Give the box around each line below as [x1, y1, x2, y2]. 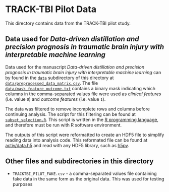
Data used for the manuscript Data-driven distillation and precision [5, 64, 145, 70]
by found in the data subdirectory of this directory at [5, 75, 114, 81]
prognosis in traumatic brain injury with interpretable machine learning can [5, 69, 161, 75]
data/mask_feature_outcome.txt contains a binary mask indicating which [5, 85, 155, 91]
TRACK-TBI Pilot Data [5, 4, 97, 15]
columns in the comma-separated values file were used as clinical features [5, 91, 161, 97]
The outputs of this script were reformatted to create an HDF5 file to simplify [5, 132, 164, 138]
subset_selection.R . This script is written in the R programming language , [5, 116, 159, 122]
